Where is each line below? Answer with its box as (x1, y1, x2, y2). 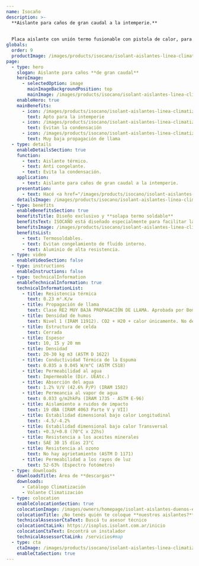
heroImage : (17, 75, 44, 81)
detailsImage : (17, 197, 52, 203)
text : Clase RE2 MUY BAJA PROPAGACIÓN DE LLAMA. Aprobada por (27, 307, 184, 313)
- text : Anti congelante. (21, 163, 86, 169)
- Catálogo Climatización (21, 484, 86, 490)
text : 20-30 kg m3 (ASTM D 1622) (27, 351, 110, 357)
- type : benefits (11, 202, 54, 208)
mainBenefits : (17, 102, 52, 109)
